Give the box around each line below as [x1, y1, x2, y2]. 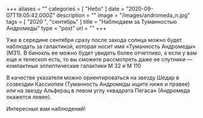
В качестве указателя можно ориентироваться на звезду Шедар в [6, 74, 179, 81]
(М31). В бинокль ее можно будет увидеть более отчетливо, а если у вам [6, 49, 198, 57]
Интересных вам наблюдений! [6, 105, 86, 112]
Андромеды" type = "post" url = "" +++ [6, 24, 107, 32]
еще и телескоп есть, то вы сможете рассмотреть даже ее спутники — [6, 56, 193, 63]
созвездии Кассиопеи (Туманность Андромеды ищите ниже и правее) [6, 80, 190, 88]
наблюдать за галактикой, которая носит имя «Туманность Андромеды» [6, 43, 196, 50]
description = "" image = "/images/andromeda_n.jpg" [57, 12, 190, 19]
